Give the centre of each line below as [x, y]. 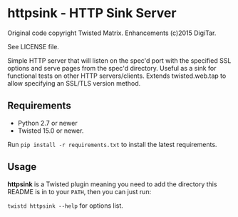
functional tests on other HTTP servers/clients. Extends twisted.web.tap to [117, 76]
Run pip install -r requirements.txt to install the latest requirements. [112, 144]
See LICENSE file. [33, 46]
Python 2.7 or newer [47, 123]
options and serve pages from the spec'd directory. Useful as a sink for [112, 68]
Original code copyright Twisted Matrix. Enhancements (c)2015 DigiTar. [112, 33]
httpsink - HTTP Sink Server [92, 13]
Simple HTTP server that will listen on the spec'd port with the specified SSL [119, 60]
